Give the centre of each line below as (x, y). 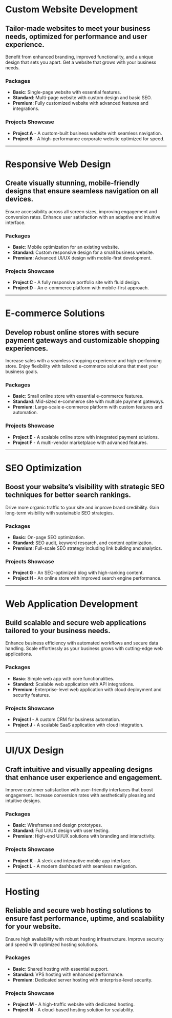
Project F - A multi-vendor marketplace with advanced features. (80, 442)
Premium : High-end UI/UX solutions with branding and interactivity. (84, 836)
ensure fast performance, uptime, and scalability (85, 919)
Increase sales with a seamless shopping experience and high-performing (84, 361)
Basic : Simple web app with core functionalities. (63, 678)
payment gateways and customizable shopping (83, 340)
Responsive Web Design (58, 164)
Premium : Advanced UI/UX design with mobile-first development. (82, 257)
